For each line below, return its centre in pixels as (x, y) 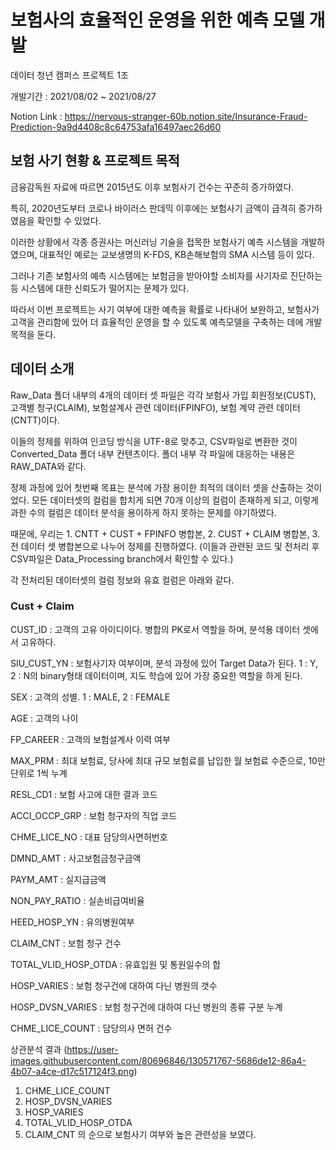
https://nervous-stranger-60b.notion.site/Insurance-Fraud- (186, 116)
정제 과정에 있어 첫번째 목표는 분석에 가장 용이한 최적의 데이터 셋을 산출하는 (157, 487)
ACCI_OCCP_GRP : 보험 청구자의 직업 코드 (94, 815)
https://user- (92, 1049)
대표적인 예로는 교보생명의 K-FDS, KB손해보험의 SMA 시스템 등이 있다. (177, 254)
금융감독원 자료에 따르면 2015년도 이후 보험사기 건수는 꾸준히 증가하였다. (152, 187)
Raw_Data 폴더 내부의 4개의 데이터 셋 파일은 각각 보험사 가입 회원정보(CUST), (163, 395)
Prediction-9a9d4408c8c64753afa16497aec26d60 (116, 127)
